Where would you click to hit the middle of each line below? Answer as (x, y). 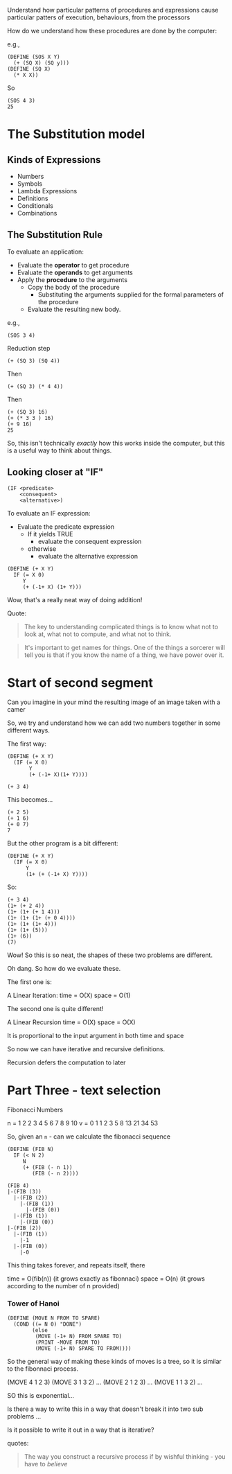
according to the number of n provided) (63, 1286)
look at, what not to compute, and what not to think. (98, 634)
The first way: (27, 744)
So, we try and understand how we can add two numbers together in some (114, 723)
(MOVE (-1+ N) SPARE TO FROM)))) (83, 1348)
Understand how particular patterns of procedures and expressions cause (113, 10)
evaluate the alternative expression (88, 556)
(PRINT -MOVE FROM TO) (68, 1342)
